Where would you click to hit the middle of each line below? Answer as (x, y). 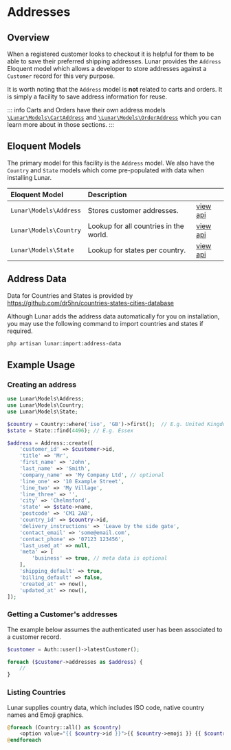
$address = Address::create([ (51, 443)
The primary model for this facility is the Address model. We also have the (111, 163)
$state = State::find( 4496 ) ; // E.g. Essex (70, 430)
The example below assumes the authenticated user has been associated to (115, 629)
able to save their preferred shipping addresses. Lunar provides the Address (114, 61)
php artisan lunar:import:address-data (64, 343)
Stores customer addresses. (133, 210)
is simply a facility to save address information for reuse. (87, 97)
